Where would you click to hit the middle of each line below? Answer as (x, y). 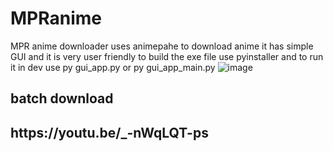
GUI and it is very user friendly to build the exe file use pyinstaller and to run (167, 56)
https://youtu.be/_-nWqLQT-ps (109, 132)
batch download (62, 98)
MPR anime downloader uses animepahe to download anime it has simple (162, 46)
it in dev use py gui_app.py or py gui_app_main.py (113, 67)
